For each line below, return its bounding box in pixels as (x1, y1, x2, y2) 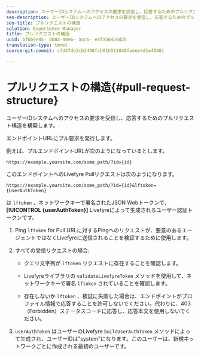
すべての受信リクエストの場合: (14, 247, 90, 254)
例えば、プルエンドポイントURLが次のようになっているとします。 (6, 147, 168, 154)
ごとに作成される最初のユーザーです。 (35, 342, 130, 350)
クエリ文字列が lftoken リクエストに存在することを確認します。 (23, 259, 182, 266)
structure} (6, 93, 59, 107)
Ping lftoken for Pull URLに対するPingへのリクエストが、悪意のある (14, 226, 182, 233)
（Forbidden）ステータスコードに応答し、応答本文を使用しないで (23, 307, 185, 314)
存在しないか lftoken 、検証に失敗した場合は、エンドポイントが (23, 292, 182, 299)
